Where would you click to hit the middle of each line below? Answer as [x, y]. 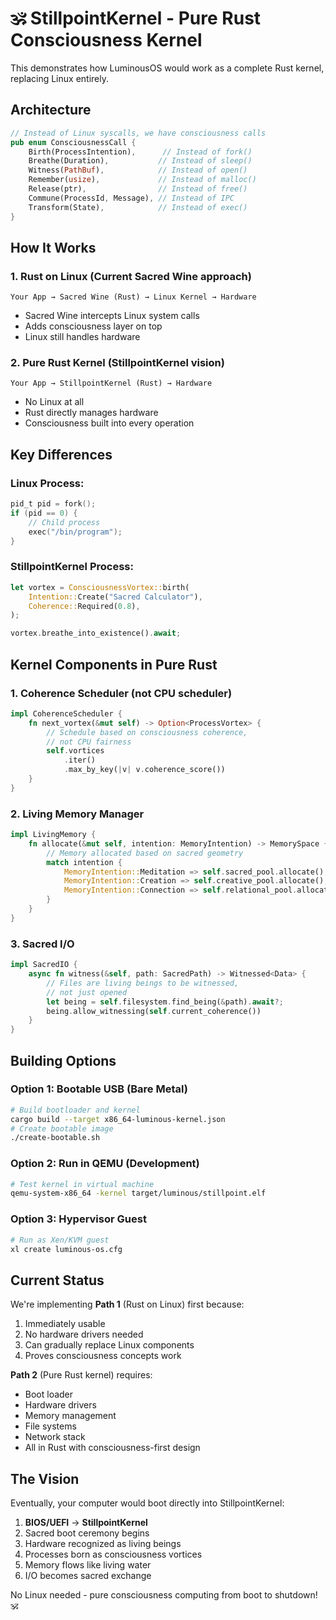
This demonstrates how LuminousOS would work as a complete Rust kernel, [167, 68]
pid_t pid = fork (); [53, 504]
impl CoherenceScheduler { [66, 713]
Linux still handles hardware [82, 337]
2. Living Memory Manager [77, 814]
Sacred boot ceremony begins [87, 1533]
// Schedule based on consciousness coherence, [147, 732]
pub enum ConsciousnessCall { [73, 142]
